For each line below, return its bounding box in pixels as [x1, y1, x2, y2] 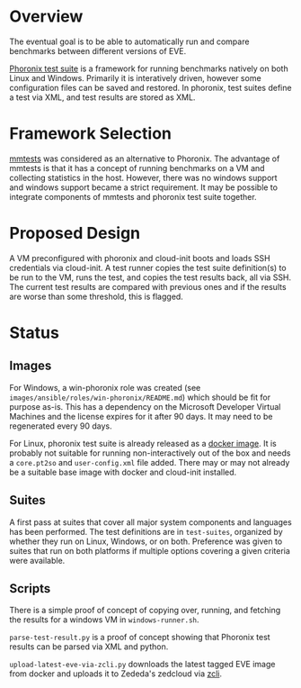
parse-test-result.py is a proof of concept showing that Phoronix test [9, 632, 271, 643]
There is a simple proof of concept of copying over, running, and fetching [9, 605, 281, 616]
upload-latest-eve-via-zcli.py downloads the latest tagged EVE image [9, 659, 276, 670]
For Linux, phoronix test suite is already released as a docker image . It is [9, 438, 277, 448]
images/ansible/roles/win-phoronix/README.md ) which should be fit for [9, 392, 271, 403]
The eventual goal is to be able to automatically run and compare [9, 36, 250, 47]
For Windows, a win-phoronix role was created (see [9, 382, 201, 393]
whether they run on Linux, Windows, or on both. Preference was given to [9, 536, 283, 547]
